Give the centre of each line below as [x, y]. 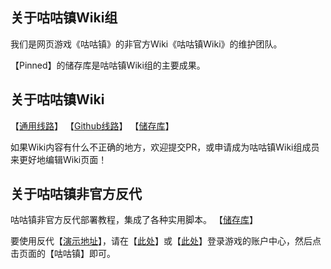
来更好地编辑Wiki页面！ [59, 159]
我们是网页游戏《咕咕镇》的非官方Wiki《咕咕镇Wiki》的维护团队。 [146, 44]
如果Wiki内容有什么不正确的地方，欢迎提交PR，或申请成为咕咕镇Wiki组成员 [165, 147]
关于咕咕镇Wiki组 [64, 18]
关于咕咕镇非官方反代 [76, 194]
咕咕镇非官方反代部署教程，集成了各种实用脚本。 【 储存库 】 [134, 220]
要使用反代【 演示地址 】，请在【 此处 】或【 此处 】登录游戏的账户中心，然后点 [166, 241]
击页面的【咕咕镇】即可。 [63, 254]
